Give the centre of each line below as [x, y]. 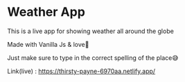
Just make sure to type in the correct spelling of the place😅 [93, 58]
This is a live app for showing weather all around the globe [91, 31]
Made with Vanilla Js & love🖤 [48, 44]
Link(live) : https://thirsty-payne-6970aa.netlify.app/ [81, 71]
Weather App [46, 12]
